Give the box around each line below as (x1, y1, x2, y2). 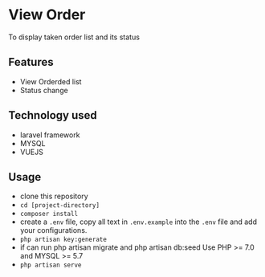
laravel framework (19, 130, 80, 140)
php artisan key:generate (19, 235, 107, 244)
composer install (19, 210, 79, 218)
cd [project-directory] (19, 202, 100, 210)
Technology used (8, 108, 98, 122)
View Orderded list (19, 76, 82, 86)
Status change (19, 85, 68, 95)
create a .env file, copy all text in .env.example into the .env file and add (19, 217, 257, 226)
